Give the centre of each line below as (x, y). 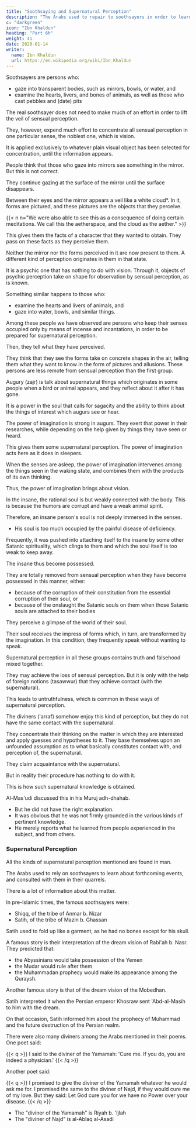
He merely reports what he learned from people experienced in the (95, 828)
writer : (15, 50)
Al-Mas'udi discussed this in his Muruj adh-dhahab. (68, 798)
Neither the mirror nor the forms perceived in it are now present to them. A (95, 253)
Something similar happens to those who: (56, 294)
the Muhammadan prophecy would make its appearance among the (96, 972)
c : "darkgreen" (24, 22)
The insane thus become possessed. (50, 563)
